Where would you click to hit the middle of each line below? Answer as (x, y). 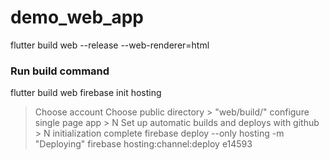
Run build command (60, 71)
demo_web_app (77, 17)
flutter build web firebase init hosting (86, 93)
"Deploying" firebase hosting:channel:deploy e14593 (143, 144)
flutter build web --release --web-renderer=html (110, 45)
